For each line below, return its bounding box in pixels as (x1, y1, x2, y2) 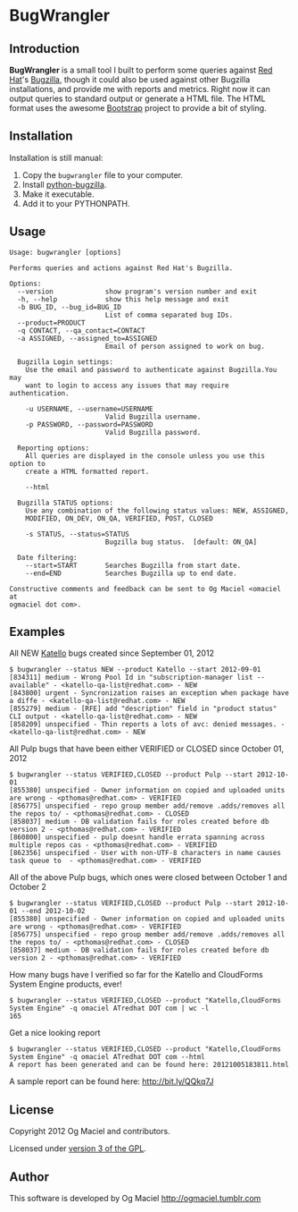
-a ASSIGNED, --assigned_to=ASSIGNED (17, 334, 158, 343)
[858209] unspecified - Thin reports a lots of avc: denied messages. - (9, 720, 286, 729)
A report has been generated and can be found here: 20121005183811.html (9, 1061, 290, 1070)
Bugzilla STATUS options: (17, 498, 114, 507)
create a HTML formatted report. (25, 467, 150, 476)
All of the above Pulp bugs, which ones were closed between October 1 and (9, 872, 287, 883)
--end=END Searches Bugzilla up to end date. (25, 569, 238, 578)
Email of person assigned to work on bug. (104, 342, 266, 351)
